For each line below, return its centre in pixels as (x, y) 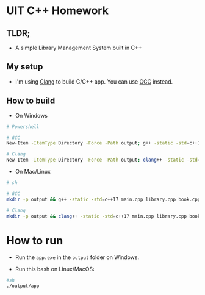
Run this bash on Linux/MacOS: (55, 269)
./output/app (23, 286)
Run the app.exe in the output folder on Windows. (77, 257)
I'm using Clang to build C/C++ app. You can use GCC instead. (94, 81)
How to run (35, 240)
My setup (25, 67)
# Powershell (23, 126)
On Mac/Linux (33, 172)
